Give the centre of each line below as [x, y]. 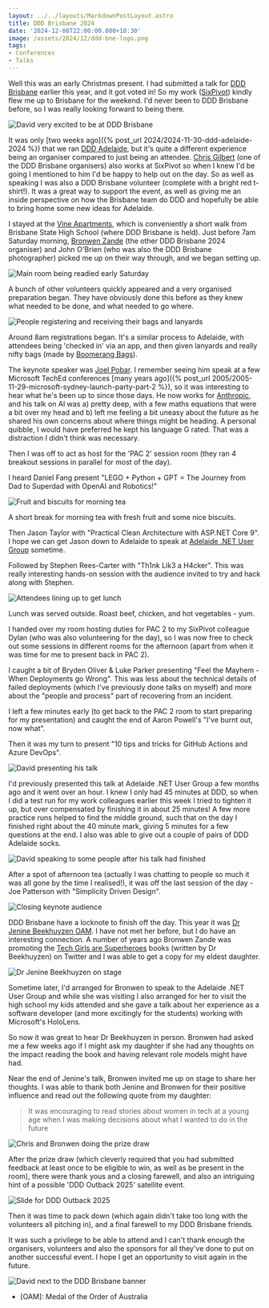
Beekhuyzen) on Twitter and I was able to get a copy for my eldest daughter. [134, 957]
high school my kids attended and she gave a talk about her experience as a [134, 1005]
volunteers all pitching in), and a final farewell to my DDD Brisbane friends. [131, 1224]
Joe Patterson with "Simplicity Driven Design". [85, 891]
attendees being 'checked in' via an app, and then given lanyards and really [133, 345]
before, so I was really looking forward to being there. [97, 108]
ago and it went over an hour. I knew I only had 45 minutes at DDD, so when [133, 792]
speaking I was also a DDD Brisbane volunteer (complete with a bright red [130, 182]
